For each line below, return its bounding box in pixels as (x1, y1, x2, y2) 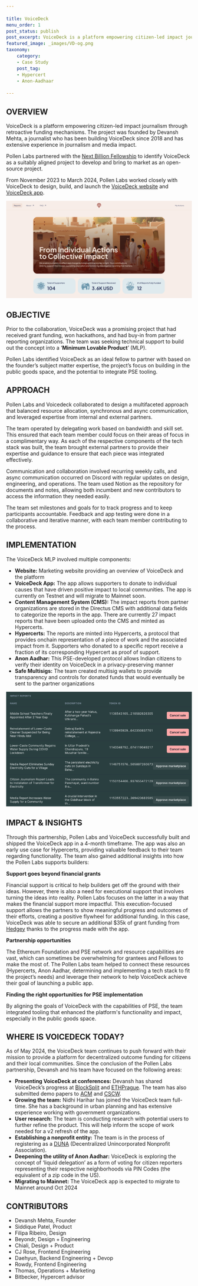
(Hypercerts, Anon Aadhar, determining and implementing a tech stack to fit (6, 967, 190, 974)
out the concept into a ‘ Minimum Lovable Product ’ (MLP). (6, 344, 147, 351)
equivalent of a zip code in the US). (14, 1172, 101, 1179)
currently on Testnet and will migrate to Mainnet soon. (14, 592, 146, 599)
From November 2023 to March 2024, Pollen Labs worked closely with (6, 176, 178, 183)
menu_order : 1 (6, 22, 41, 28)
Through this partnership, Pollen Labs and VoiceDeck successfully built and (6, 833, 190, 840)
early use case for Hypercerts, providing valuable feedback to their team (6, 846, 183, 853)
